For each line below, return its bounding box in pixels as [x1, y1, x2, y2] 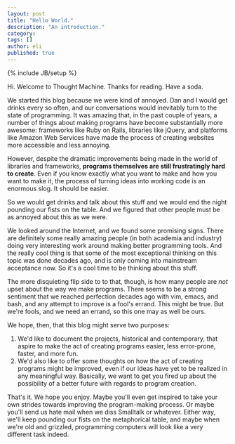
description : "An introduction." [7, 23, 105, 30]
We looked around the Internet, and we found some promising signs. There [7, 226, 224, 235]
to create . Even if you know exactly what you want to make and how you [7, 169, 217, 178]
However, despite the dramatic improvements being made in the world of [7, 154, 218, 162]
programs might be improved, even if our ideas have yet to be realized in [17, 364, 228, 372]
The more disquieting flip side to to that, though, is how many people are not [7, 277, 228, 285]
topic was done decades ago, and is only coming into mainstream [7, 256, 198, 264]
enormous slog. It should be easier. [7, 184, 109, 192]
